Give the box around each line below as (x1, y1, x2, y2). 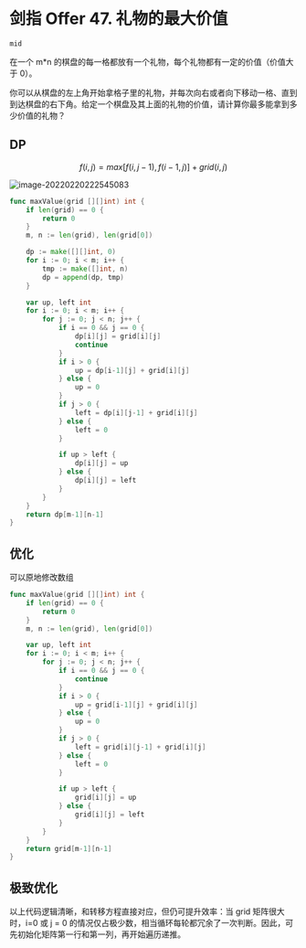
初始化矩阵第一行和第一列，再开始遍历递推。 (16, 929, 185, 940)
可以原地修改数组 (9, 572, 74, 583)
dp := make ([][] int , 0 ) (26, 248, 117, 257)
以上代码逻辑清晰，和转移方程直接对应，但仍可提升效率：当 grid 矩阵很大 (9, 906, 285, 917)
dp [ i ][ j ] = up (74, 459, 129, 468)
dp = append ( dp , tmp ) (42, 272, 125, 282)
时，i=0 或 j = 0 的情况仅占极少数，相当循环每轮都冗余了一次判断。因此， (9, 918, 286, 929)
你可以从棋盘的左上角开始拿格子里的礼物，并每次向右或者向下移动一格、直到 (9, 87, 298, 98)
